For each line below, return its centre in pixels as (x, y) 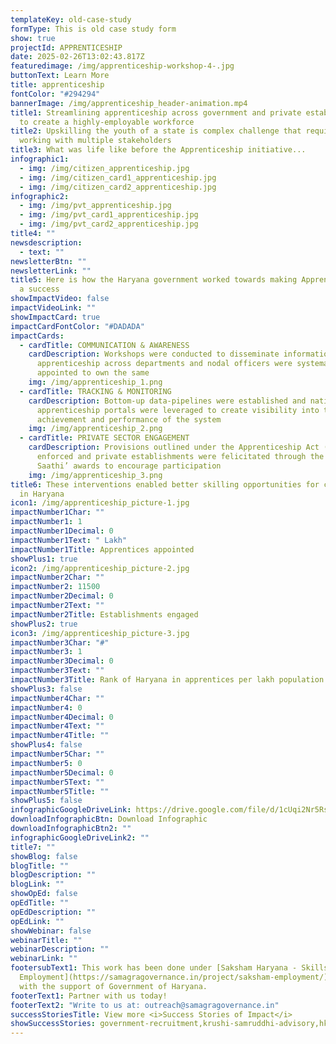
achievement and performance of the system (129, 419)
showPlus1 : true (44, 559)
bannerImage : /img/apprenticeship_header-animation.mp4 (129, 103)
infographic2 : (40, 196)
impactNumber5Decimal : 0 (62, 772)
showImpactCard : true (55, 317)
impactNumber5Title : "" (60, 791)
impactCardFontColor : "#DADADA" (77, 326)
